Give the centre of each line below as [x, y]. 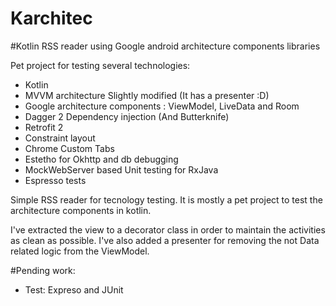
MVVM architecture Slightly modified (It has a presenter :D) [147, 95]
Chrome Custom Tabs [69, 148]
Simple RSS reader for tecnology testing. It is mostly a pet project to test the [166, 199]
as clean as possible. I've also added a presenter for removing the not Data [165, 240]
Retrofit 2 [44, 127]
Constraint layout [60, 138]
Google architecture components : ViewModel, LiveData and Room [162, 106]
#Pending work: [43, 270]
